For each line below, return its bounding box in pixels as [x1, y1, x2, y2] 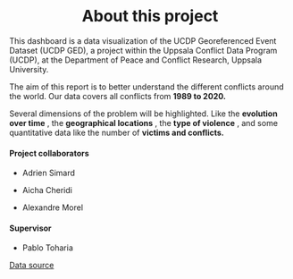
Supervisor [9, 223, 52, 233]
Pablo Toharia [21, 242, 74, 253]
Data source [9, 260, 54, 271]
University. [9, 63, 49, 74]
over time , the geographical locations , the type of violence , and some [9, 117, 279, 128]
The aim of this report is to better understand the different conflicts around [9, 81, 284, 92]
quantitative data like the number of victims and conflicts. [9, 127, 225, 138]
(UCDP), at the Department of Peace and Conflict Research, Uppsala [9, 55, 262, 65]
